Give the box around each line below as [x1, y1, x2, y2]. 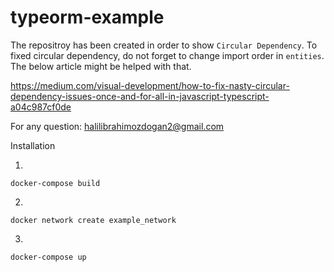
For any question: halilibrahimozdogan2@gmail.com [10, 120, 225, 132]
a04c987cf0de [10, 101, 72, 113]
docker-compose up [10, 252, 87, 262]
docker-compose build [10, 178, 101, 188]
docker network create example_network [10, 215, 177, 225]
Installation [10, 139, 56, 151]
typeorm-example [10, 6, 165, 29]
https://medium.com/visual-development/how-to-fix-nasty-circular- [10, 79, 290, 91]
